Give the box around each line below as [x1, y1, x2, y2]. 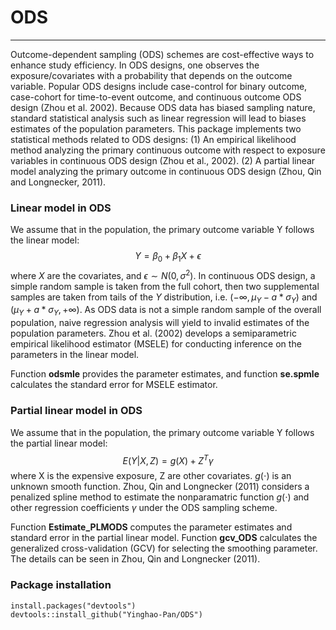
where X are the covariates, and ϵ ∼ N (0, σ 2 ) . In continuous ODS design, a [10, 268, 316, 281]
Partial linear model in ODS [10, 404, 143, 418]
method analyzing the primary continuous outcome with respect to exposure [10, 144, 326, 156]
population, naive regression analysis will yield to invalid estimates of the [10, 317, 310, 329]
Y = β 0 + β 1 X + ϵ [134, 250, 202, 265]
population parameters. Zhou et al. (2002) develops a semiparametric [10, 327, 297, 340]
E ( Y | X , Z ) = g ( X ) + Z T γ [122, 452, 214, 466]
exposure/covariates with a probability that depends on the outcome [10, 69, 293, 81]
